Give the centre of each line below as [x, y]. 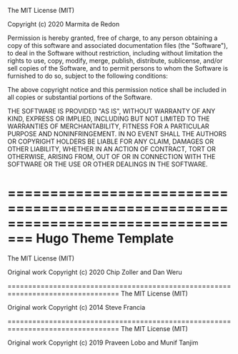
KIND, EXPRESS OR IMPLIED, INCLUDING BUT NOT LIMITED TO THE [109, 118]
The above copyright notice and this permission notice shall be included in [117, 90]
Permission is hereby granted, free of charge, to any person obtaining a [113, 38]
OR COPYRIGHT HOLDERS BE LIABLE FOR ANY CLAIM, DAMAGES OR [111, 141]
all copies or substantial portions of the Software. [80, 97]
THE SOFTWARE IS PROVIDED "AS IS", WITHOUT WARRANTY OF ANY [111, 111]
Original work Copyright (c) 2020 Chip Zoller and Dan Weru [95, 272]
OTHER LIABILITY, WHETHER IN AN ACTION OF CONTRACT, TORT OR [111, 149]
